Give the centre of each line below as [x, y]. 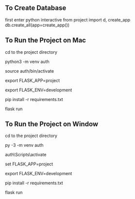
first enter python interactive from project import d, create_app [68, 20]
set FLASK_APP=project [29, 164]
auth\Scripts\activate [26, 155]
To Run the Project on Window [52, 124]
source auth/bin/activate [30, 71]
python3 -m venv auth [27, 61]
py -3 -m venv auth [24, 145]
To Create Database [36, 8]
